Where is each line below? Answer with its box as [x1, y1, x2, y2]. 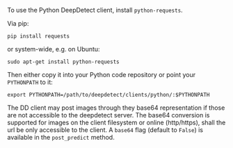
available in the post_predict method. [7, 133, 115, 141]
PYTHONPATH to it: [7, 78, 54, 86]
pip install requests [7, 33, 70, 40]
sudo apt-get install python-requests [7, 58, 120, 65]
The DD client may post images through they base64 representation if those [7, 104, 225, 112]
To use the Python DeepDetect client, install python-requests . [7, 6, 183, 14]
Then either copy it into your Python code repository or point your [7, 71, 196, 79]
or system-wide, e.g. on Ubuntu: [7, 45, 100, 53]
